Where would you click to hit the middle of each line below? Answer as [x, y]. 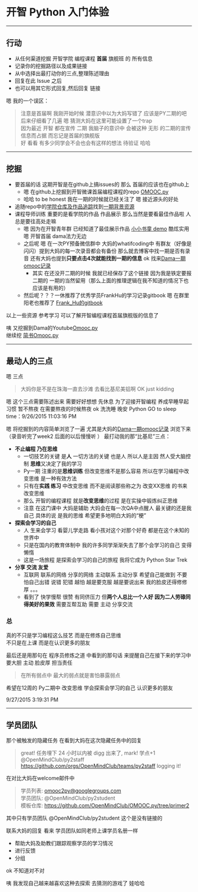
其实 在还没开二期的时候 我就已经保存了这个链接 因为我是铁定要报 [112, 273]
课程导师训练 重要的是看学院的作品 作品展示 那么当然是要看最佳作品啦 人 [103, 214]
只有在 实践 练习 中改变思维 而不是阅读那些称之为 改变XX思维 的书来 [105, 486]
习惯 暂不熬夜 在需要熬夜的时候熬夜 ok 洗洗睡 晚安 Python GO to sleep [91, 409]
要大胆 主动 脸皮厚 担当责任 [39, 662]
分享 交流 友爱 [32, 567]
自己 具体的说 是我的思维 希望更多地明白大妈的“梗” [85, 516]
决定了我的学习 [64, 464]
